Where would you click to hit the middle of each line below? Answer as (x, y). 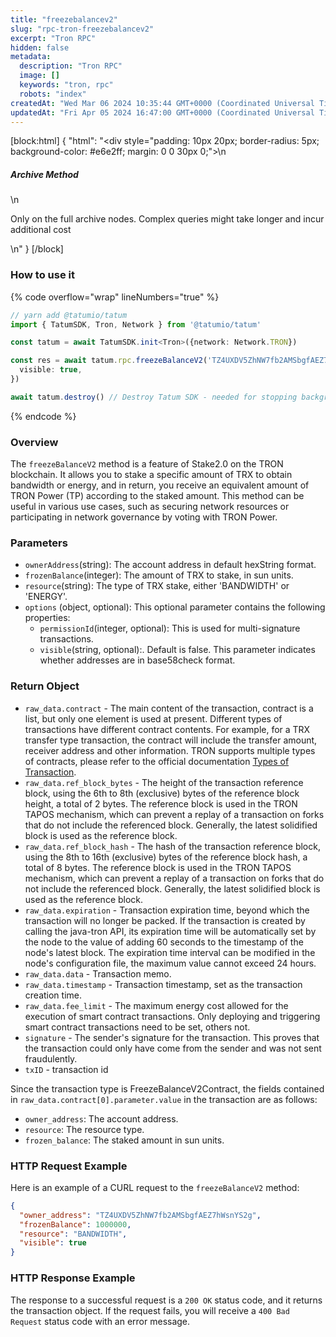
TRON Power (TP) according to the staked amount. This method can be (157, 496)
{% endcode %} (43, 416)
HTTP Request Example (69, 1166)
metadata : (31, 57)
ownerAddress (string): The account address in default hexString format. (170, 565)
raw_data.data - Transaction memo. (98, 973)
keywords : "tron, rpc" (66, 85)
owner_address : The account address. (101, 1118)
